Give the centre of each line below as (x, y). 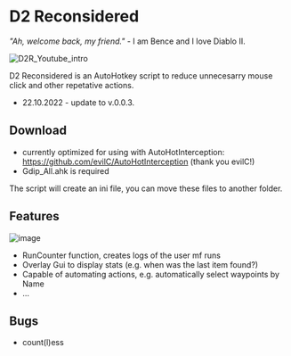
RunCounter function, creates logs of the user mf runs (121, 255)
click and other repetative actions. (72, 85)
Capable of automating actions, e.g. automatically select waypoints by (151, 274)
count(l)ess (43, 343)
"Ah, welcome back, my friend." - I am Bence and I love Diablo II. (128, 41)
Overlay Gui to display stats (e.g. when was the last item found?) (140, 264)
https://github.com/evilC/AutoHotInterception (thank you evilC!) (138, 161)
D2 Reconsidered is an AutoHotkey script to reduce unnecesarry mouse (141, 75)
